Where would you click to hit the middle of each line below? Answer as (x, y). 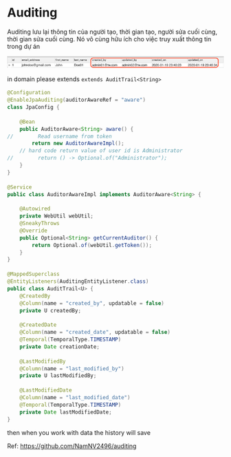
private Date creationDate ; (59, 347)
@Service (20, 187)
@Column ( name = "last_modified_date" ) (75, 398)
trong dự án (24, 46)
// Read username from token (59, 136)
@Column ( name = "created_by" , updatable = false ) (92, 303)
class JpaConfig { (33, 107)
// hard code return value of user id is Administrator (101, 151)
